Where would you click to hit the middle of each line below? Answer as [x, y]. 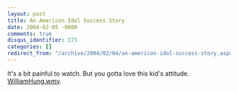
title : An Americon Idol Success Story [66, 21]
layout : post [27, 14]
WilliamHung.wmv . [34, 81]
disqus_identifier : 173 [42, 40]
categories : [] [30, 47]
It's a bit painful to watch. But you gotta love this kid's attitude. [98, 73]
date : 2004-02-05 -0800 [42, 27]
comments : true [30, 34]
